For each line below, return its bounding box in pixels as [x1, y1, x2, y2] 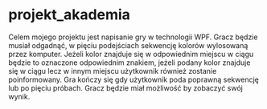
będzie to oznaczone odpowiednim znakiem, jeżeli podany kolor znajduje [8, 58, 251, 67]
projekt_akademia [8, 6, 131, 24]
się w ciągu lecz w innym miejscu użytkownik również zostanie [8, 66, 217, 75]
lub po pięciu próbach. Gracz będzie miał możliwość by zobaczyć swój [8, 83, 243, 93]
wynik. [8, 91, 31, 101]
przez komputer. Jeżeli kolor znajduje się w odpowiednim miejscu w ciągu [8, 49, 254, 59]
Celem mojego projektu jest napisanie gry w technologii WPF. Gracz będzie [8, 32, 258, 42]
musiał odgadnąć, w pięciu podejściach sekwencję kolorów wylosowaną [8, 40, 249, 50]
